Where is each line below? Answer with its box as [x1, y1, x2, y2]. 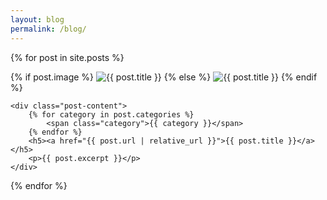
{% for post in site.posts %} [10, 51, 125, 63]
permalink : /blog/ [10, 24, 87, 34]
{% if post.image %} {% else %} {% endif [10, 71, 318, 83]
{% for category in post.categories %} [28, 109, 195, 120]
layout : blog [10, 14, 65, 25]
